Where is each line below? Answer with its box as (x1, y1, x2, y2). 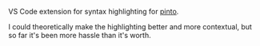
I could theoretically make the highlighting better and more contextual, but (8, 22, 252, 31)
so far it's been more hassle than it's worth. (8, 31, 151, 40)
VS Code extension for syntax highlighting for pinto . (8, 7, 179, 16)
